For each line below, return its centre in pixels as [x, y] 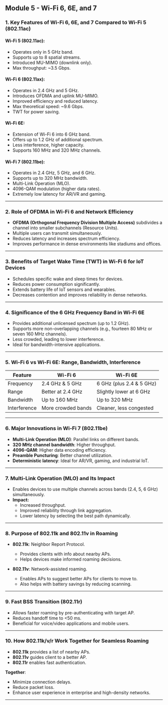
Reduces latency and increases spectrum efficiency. [66, 239]
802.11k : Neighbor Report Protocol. [48, 544]
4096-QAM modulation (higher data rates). [56, 189]
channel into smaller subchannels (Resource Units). [65, 228]
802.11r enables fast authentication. [49, 662]
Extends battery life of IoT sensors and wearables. [64, 289]
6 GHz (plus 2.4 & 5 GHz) [126, 384]
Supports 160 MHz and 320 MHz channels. [57, 150]
